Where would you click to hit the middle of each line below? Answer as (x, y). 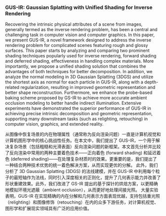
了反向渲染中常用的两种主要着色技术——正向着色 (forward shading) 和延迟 (81, 153)
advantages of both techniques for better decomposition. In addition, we (79, 72)
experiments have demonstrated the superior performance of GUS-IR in (78, 108)
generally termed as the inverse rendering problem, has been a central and (81, 30)
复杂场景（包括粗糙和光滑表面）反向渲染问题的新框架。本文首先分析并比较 (85, 147)
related (12, 87)
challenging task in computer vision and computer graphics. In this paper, (80, 35)
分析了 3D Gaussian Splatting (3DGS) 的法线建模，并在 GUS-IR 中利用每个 (80, 172)
